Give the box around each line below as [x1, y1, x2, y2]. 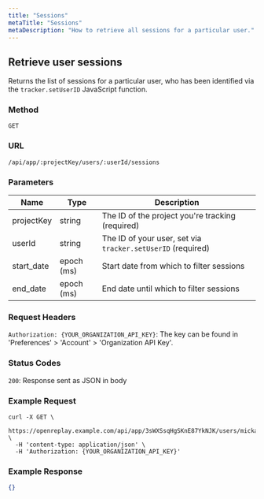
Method [8, 104, 39, 115]
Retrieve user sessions [8, 55, 123, 69]
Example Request [8, 395, 76, 406]
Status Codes [8, 358, 61, 369]
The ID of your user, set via [101, 233, 202, 244]
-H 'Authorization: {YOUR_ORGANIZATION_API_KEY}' [15, 447, 181, 456]
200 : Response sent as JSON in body [8, 375, 127, 385]
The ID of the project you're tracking [101, 210, 236, 222]
